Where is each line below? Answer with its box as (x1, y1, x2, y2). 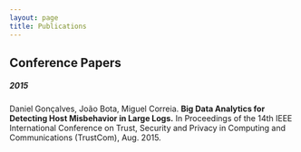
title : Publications (9, 22, 88, 31)
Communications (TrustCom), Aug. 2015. (9, 132, 161, 143)
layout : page (9, 13, 59, 23)
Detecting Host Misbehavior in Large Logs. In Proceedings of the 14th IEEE (9, 112, 293, 123)
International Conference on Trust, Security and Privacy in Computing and (9, 122, 286, 133)
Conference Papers (9, 55, 121, 71)
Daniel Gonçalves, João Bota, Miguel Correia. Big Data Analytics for (9, 103, 266, 114)
